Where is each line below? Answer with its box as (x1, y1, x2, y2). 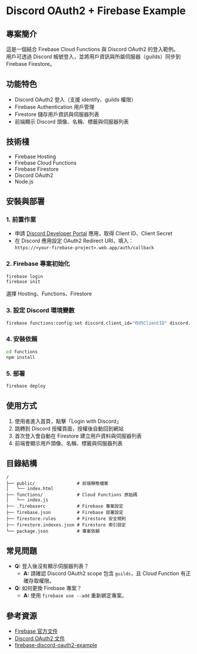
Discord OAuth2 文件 (14, 635, 66, 642)
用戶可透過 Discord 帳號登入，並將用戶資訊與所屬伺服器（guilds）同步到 (6, 53, 181, 60)
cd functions (6, 349, 38, 355)
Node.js (14, 178, 34, 185)
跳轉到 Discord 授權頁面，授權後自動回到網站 (14, 425, 124, 432)
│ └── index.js (6, 497, 49, 503)
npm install (6, 354, 35, 360)
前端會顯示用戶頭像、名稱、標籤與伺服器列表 (14, 439, 123, 446)
